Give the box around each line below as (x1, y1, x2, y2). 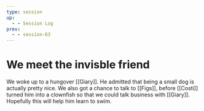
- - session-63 (12, 32, 51, 38)
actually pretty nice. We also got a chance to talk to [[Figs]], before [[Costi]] (6, 85, 198, 92)
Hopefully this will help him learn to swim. (6, 98, 112, 105)
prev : (6, 26, 20, 32)
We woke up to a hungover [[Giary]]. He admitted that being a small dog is (6, 78, 195, 85)
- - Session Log (12, 20, 53, 26)
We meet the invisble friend (6, 58, 150, 72)
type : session (6, 9, 43, 15)
